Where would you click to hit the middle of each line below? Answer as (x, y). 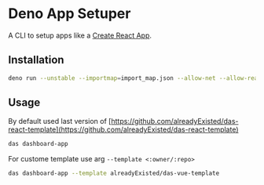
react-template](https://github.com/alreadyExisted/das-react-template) (123, 129)
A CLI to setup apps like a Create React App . (80, 35)
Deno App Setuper (70, 14)
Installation (36, 60)
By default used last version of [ (60, 122)
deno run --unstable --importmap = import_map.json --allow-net (112, 78)
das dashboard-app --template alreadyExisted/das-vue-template (114, 173)
